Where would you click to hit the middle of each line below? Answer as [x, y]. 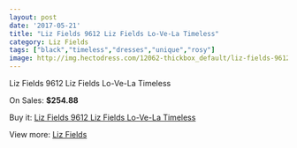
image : [21, 58]
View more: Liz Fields [48, 134]
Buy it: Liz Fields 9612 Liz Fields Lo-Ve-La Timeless [103, 117]
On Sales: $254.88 [44, 100]
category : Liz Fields [49, 42]
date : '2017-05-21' [45, 26]
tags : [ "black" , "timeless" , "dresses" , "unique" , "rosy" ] [112, 50]
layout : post [33, 17]
